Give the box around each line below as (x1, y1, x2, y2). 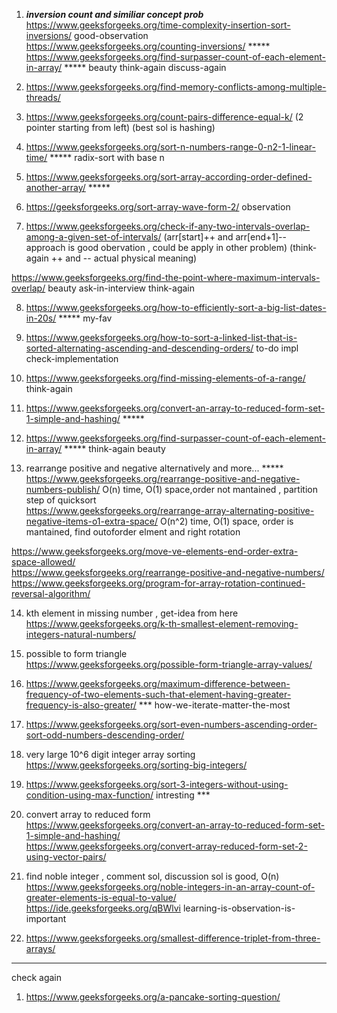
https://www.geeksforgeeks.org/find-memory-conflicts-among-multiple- (25, 81, 327, 93)
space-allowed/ (11, 556, 76, 568)
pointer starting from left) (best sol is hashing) (25, 122, 216, 133)
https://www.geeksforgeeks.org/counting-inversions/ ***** (25, 40, 271, 52)
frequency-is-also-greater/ (25, 699, 137, 711)
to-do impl (255, 342, 299, 354)
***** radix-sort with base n (49, 152, 165, 163)
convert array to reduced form (25, 809, 151, 820)
